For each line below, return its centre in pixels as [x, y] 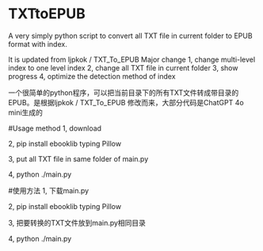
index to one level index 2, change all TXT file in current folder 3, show [123, 67]
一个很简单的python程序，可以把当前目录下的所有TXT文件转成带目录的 [124, 93]
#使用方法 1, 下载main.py [49, 190]
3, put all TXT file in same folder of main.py [78, 158]
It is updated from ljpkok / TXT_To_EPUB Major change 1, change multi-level [132, 59]
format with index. [38, 44]
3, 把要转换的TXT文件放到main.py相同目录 [77, 222]
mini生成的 [26, 112]
